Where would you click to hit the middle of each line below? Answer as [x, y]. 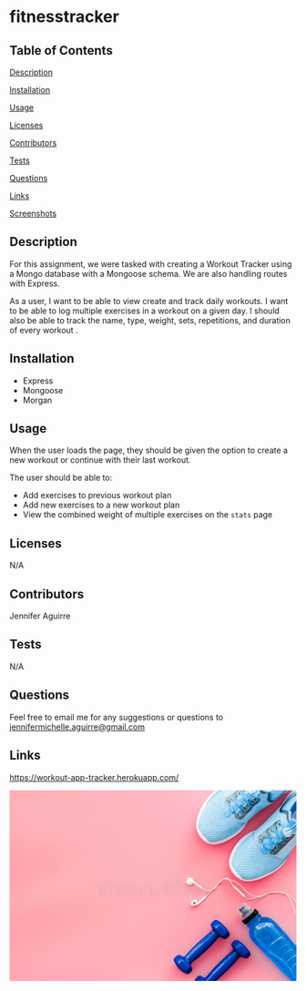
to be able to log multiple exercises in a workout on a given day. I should [145, 311]
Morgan [37, 400]
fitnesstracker [65, 17]
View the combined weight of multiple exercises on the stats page [148, 515]
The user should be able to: [61, 478]
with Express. [35, 283]
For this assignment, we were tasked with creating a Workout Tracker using [151, 264]
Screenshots [33, 213]
